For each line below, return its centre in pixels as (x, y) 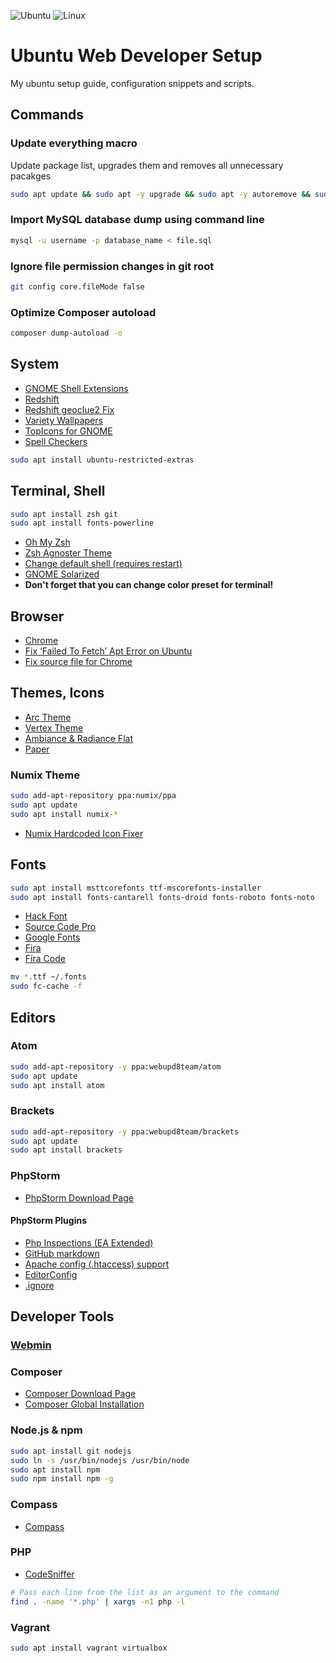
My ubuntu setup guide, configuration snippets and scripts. (132, 83)
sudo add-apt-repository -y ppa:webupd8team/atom (116, 1066)
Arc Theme (48, 717)
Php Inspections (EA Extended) (89, 1242)
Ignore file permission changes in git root (112, 266)
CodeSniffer (49, 1574)
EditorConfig (51, 1274)
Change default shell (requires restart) (103, 564)
